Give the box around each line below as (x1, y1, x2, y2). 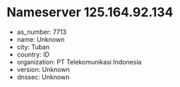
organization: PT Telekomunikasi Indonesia (16, 57, 142, 66)
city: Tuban (16, 42, 50, 51)
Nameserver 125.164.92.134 (6, 4, 174, 21)
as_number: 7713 (16, 28, 67, 36)
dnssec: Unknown (16, 72, 70, 81)
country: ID (16, 50, 50, 59)
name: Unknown (16, 35, 65, 43)
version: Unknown (16, 65, 70, 74)
